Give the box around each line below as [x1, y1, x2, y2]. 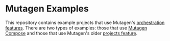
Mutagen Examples [5, 3, 89, 14]
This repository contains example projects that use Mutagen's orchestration [5, 19, 165, 25]
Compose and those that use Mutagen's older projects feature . [5, 30, 138, 36]
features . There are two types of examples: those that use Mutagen [5, 24, 147, 30]
